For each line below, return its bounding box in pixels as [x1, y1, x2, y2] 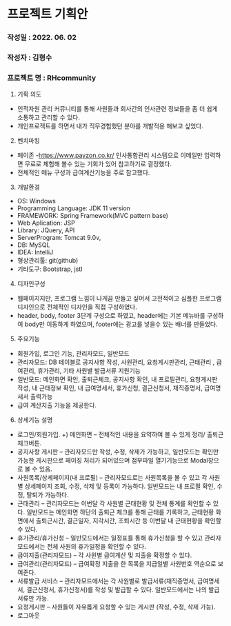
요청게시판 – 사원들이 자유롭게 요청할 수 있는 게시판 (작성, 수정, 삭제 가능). [17, 603, 216, 611]
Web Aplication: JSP [17, 219, 76, 228]
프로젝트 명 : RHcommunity [7, 73, 97, 83]
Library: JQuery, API [17, 226, 75, 234]
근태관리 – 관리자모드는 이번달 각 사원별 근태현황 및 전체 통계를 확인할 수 [17, 499, 212, 507]
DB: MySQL [17, 241, 50, 249]
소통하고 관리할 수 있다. [17, 113, 81, 121]
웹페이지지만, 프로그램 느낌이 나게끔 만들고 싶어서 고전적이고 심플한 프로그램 [17, 294, 222, 303]
